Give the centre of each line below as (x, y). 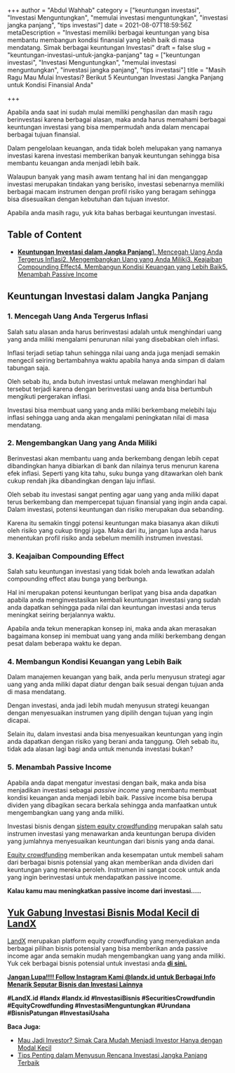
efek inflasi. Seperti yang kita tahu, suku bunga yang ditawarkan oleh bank (115, 473)
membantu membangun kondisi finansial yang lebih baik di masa (101, 40)
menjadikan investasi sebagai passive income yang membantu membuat (112, 790)
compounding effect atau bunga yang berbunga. (78, 579)
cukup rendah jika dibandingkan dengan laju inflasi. (81, 480)
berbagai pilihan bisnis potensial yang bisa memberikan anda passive (108, 948)
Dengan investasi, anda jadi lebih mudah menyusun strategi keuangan (108, 705)
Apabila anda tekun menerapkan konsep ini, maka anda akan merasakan (112, 629)
